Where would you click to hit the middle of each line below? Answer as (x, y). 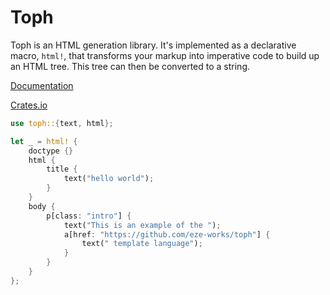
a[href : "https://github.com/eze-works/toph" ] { (167, 234)
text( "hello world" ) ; (109, 179)
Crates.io (29, 105)
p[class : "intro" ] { (89, 216)
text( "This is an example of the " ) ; (142, 225)
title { (62, 169)
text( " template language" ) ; (142, 244)
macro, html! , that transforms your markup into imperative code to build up (165, 55)
